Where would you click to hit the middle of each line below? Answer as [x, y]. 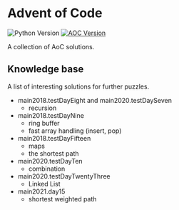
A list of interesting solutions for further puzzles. [78, 86]
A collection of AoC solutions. [51, 46]
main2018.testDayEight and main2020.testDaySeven [95, 100]
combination [47, 169]
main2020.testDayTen [50, 161]
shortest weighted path [62, 199]
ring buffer [44, 123]
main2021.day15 [41, 191]
